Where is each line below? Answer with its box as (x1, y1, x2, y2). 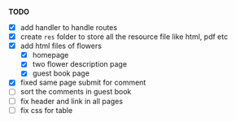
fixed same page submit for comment (20, 77, 146, 88)
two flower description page (32, 59, 128, 69)
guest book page (32, 68, 90, 78)
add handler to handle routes (20, 23, 118, 32)
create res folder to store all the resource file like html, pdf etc (20, 32, 229, 41)
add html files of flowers (20, 41, 102, 51)
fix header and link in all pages (20, 96, 124, 106)
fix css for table (20, 105, 73, 115)
